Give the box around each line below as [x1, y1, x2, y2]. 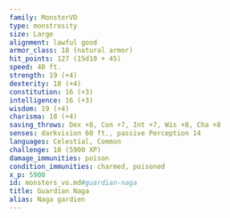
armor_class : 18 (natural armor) [9, 46, 134, 55]
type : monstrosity [9, 21, 78, 30]
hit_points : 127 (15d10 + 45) [9, 54, 122, 63]
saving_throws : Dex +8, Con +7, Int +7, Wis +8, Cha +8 [9, 121, 221, 130]
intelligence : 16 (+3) [9, 95, 94, 105]
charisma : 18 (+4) [9, 112, 78, 121]
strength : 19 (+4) [9, 71, 78, 80]
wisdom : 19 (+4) [9, 104, 70, 113]
